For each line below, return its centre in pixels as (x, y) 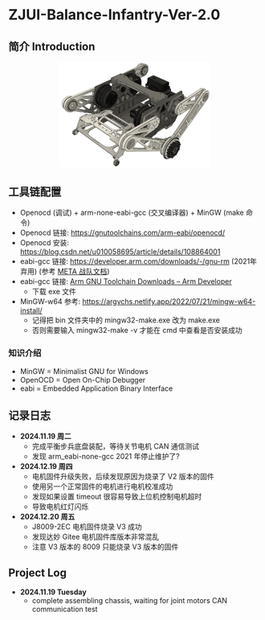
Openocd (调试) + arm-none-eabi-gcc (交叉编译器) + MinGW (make (132, 213)
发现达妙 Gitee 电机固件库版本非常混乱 (96, 537)
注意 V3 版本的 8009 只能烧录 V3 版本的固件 (105, 547)
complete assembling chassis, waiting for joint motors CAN (129, 601)
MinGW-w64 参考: (50, 302)
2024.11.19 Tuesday (53, 592)
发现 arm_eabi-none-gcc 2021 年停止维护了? (106, 457)
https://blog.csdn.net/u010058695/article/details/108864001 (120, 252)
